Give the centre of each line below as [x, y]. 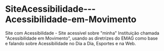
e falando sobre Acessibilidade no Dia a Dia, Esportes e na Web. [71, 43]
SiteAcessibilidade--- [50, 9]
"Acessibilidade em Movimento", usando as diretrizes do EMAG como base [82, 38]
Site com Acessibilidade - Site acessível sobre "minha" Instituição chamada [82, 33]
